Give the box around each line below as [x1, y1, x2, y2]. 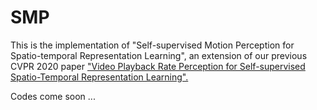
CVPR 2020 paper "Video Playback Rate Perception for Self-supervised [10, 60, 306, 72]
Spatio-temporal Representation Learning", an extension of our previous [10, 49, 308, 61]
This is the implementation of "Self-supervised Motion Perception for [10, 39, 295, 51]
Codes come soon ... [10, 90, 96, 102]
